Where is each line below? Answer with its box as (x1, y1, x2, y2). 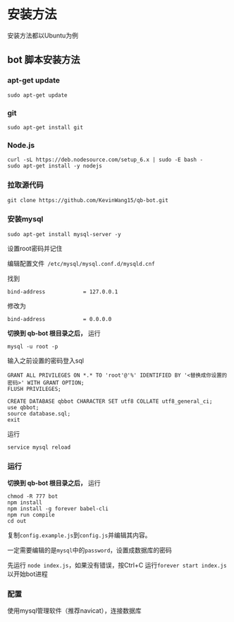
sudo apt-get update (7, 91, 68, 99)
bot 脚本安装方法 (7, 54, 80, 66)
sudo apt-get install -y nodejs (7, 163, 102, 170)
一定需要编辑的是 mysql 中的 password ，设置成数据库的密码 (7, 546, 173, 555)
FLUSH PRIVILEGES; (7, 385, 61, 392)
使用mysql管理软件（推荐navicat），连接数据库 (7, 606, 142, 615)
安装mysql (7, 214, 44, 224)
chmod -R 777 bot (7, 493, 58, 500)
